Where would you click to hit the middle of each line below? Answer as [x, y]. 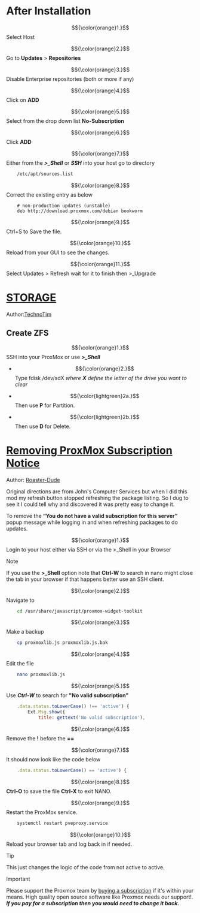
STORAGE [31, 297]
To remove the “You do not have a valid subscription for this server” [92, 516]
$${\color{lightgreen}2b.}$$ [105, 417]
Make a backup [25, 632]
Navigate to [20, 600]
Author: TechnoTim [29, 314]
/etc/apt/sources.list [45, 174]
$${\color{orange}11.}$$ [100, 264]
